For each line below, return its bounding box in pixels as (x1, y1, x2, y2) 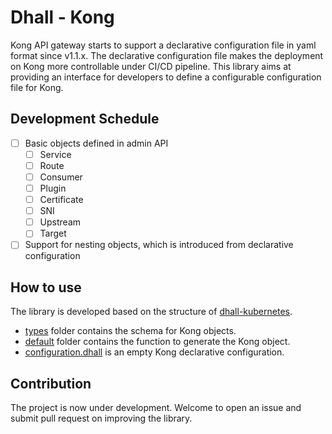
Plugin (39, 182, 67, 194)
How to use (10, 279, 82, 296)
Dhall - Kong (10, 6, 115, 29)
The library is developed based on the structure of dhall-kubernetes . (10, 306, 293, 318)
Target (39, 227, 67, 240)
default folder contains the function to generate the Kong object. (24, 336, 291, 348)
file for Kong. (10, 81, 64, 93)
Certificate (39, 194, 84, 206)
